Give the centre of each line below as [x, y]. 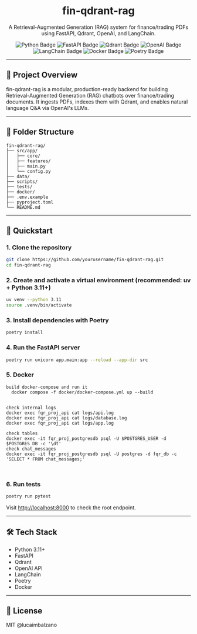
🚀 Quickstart [29, 231]
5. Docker [20, 375]
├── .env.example [27, 197]
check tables [22, 433]
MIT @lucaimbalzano [32, 625]
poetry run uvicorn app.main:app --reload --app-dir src [77, 360]
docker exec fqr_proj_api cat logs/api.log [60, 413]
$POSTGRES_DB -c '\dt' [34, 443]
